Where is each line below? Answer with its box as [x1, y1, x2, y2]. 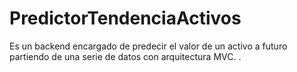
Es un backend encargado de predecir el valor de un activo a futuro [9, 40, 288, 52]
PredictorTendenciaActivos [9, 7, 242, 30]
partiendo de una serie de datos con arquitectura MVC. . [9, 50, 242, 62]
